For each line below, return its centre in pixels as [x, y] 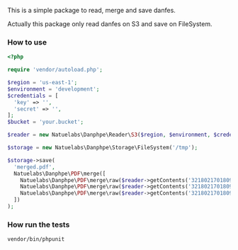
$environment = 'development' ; [53, 89]
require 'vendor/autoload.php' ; [55, 70]
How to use [27, 42]
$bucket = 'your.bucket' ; [45, 122]
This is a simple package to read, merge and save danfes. [91, 10]
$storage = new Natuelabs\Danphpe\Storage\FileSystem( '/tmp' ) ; [103, 148]
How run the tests [39, 225]
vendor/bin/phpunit [36, 239]
